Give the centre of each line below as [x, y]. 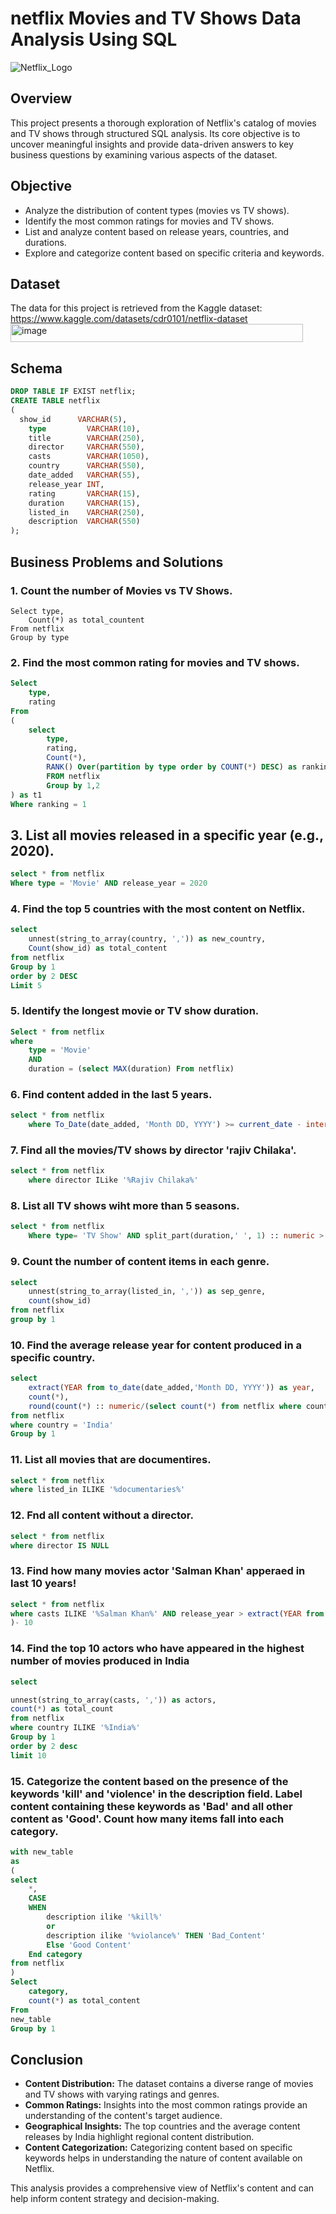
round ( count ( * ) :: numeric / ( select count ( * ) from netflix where [165, 1406]
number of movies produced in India [100, 1661]
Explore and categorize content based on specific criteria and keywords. [174, 253]
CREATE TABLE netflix [55, 401]
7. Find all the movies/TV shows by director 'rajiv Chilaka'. [153, 1150]
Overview [41, 98]
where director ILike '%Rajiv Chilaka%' [113, 1180]
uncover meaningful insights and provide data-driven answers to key [152, 144]
